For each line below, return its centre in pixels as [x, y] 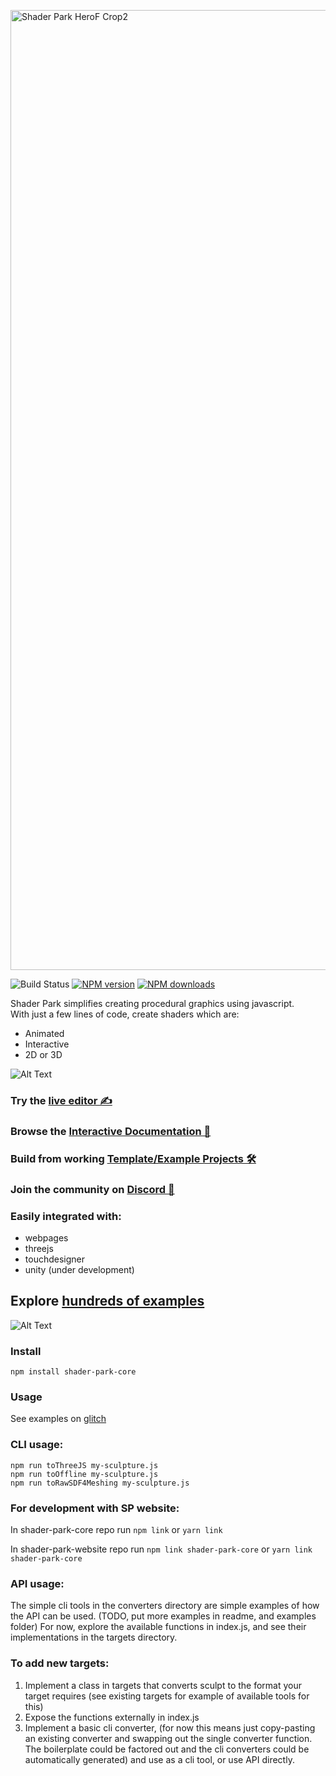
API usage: [37, 1583]
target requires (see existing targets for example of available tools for [167, 1696]
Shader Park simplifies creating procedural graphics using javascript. [152, 1003]
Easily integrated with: [66, 1216]
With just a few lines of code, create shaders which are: [125, 1014]
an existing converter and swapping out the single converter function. [168, 1738]
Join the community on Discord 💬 [92, 1189]
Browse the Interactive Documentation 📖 [111, 1131]
